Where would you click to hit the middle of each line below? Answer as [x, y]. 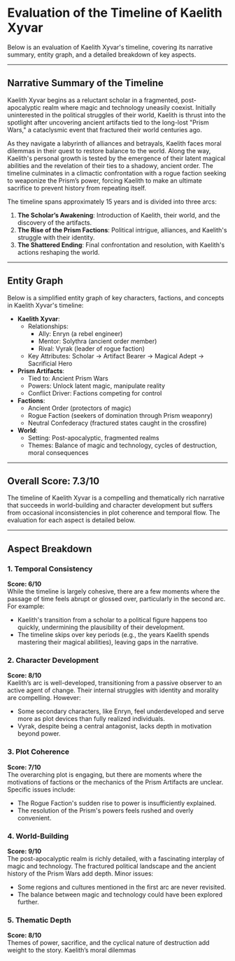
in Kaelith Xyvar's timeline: [45, 305]
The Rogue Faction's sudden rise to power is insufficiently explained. [117, 803]
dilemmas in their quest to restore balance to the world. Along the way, [109, 150]
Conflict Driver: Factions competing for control [95, 393]
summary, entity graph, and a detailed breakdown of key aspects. [102, 55]
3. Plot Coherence [38, 752]
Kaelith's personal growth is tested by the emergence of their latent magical [116, 158]
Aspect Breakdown [50, 548]
